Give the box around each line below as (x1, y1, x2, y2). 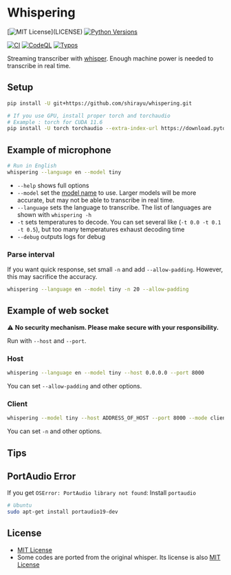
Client (7, 399, 27, 408)
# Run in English (7, 163, 57, 169)
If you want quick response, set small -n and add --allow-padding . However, (7, 265, 223, 273)
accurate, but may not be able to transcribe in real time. (16, 196, 175, 204)
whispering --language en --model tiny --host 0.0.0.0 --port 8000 (7, 370, 205, 377)
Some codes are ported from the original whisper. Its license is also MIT (16, 553, 221, 561)
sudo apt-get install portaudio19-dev (7, 508, 118, 516)
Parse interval (7, 249, 55, 259)
